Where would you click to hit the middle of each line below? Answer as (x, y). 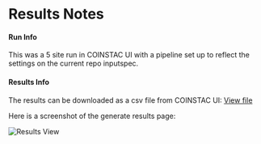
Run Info (23, 36)
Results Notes (57, 14)
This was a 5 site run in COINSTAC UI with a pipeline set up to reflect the (129, 55)
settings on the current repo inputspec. (74, 64)
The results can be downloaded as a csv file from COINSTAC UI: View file (130, 100)
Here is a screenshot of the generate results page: (92, 116)
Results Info (29, 82)
